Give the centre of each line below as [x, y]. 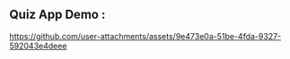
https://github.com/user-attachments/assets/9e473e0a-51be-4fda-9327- [145, 36]
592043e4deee [38, 46]
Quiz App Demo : [57, 15]
